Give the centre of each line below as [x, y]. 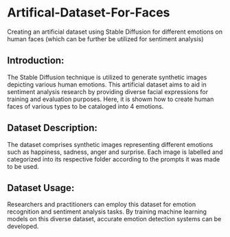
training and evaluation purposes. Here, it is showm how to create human [111, 99]
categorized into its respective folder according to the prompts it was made [114, 159]
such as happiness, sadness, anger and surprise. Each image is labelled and [115, 152]
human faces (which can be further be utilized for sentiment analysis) [105, 38]
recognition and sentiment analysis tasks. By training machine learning [107, 212]
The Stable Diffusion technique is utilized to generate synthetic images [107, 77]
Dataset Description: [52, 128]
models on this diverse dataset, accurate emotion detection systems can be [114, 219]
